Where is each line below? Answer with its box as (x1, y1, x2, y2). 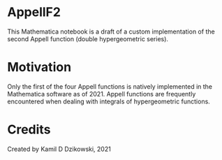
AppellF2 (7, 4, 61, 20)
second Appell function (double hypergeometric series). (7, 34, 169, 43)
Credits (7, 122, 51, 138)
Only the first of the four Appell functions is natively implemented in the (7, 82, 213, 91)
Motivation (7, 59, 72, 75)
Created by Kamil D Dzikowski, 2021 (7, 145, 112, 153)
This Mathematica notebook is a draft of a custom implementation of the (7, 27, 215, 36)
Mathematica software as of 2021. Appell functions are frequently (7, 89, 196, 98)
